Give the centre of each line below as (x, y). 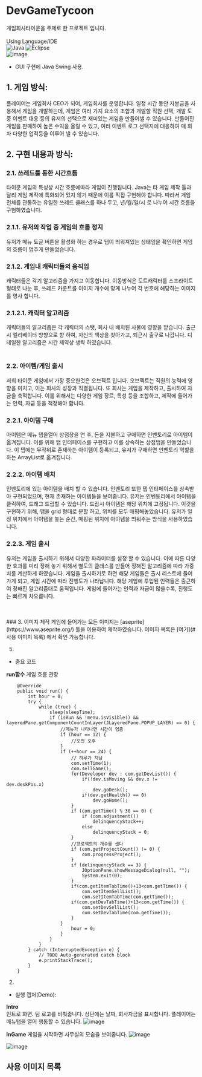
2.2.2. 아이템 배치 (31, 474)
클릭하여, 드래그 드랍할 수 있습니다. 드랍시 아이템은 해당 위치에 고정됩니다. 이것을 (101, 504)
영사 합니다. (26, 296)
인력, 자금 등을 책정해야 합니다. (49, 403)
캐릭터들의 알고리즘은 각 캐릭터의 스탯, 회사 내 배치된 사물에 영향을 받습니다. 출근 (101, 327)
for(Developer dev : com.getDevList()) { (124, 774)
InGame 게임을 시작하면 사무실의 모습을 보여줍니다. (67, 1034)
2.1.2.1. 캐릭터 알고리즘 (38, 313)
